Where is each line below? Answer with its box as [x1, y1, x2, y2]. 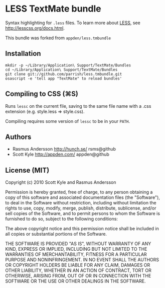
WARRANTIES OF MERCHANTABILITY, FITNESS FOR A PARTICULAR [5, 251, 147, 257]
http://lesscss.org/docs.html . [5, 25, 65, 31]
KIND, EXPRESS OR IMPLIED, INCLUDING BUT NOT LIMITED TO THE [5, 246, 147, 252]
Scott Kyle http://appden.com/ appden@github [12, 152, 109, 158]
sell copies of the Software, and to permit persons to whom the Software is [5, 210, 160, 217]
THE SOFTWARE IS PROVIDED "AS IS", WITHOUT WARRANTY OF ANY [5, 241, 151, 247]
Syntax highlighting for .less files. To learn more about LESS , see [5, 20, 140, 26]
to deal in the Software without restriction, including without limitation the [5, 200, 156, 206]
